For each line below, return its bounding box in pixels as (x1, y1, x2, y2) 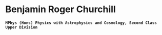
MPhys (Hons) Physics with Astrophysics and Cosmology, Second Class (5, 20, 157, 25)
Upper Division (5, 24, 38, 30)
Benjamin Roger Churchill (5, 4, 116, 15)
